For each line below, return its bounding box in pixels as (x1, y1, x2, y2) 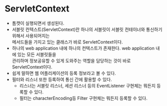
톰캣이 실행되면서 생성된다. (11, 20, 64, 26)
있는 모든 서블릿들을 (17, 51, 56, 57)
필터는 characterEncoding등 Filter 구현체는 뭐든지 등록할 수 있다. (19, 95, 148, 101)
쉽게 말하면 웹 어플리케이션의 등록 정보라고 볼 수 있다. (11, 70, 116, 76)
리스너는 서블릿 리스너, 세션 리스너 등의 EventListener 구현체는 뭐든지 (19, 82, 156, 88)
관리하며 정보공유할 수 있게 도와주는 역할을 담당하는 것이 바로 (11, 57, 131, 63)
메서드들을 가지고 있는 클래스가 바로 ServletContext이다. (11, 38, 123, 45)
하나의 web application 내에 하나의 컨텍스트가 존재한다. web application (11, 45, 155, 51)
